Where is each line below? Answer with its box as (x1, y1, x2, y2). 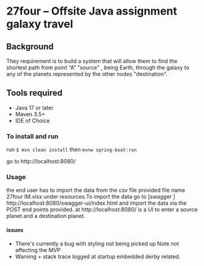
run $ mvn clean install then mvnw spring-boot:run (6, 146, 137, 153)
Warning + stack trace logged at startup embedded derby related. (15, 253, 181, 260)
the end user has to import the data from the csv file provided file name (6, 186, 186, 194)
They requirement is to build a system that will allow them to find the (6, 58, 178, 64)
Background (6, 41, 54, 52)
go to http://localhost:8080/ (6, 158, 76, 165)
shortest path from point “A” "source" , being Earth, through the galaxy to (6, 64, 190, 71)
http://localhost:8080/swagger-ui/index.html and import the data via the (6, 199, 187, 207)
